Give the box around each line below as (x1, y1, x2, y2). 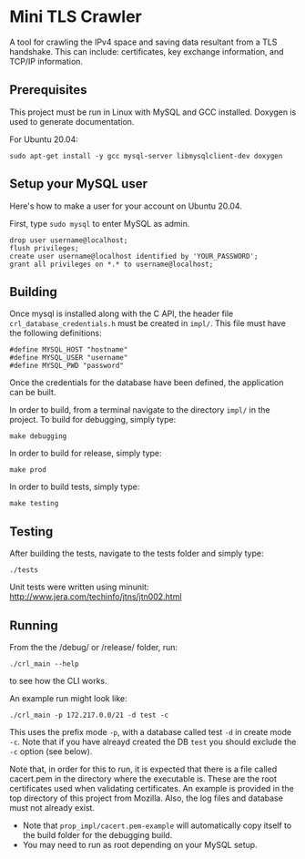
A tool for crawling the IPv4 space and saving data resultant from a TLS (9, 36, 278, 47)
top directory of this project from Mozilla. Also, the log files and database (9, 793, 284, 803)
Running (9, 618, 59, 633)
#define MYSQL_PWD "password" (9, 362, 125, 371)
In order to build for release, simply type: (9, 448, 162, 459)
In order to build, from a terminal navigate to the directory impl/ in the (9, 404, 270, 415)
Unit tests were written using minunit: (9, 581, 149, 593)
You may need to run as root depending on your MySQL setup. (22, 840, 258, 850)
